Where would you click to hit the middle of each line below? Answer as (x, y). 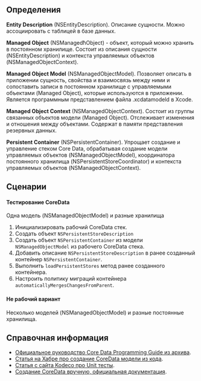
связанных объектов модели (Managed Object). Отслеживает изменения (100, 117)
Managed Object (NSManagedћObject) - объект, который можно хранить (100, 42)
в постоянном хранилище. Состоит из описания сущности (81, 49)
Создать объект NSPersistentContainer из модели (79, 240)
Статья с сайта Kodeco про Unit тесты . (65, 365)
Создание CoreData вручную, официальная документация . (91, 372)
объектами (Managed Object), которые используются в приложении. (95, 93)
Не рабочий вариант (33, 299)
